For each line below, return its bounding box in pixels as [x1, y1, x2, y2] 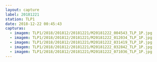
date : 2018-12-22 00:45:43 [5, 21, 62, 26]
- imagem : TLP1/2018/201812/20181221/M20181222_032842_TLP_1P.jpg [10, 44, 152, 49]
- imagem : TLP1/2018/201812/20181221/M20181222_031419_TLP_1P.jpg [10, 40, 152, 45]
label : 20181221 [5, 12, 39, 17]
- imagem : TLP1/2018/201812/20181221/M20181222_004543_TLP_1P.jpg [10, 30, 152, 35]
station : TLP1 [5, 16, 35, 21]
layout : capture [5, 7, 39, 12]
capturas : [5, 26, 26, 31]
